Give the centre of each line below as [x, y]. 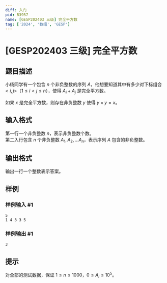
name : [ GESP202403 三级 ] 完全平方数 [41, 19]
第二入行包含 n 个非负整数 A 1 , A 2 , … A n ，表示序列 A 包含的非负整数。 [76, 140]
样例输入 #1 [19, 205]
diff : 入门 [16, 10]
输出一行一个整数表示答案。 [34, 172]
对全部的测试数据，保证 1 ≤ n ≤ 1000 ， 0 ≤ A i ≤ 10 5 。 [61, 275]
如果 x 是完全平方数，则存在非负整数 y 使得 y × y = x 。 [63, 103]
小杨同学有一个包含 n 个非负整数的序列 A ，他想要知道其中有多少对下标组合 [83, 84]
